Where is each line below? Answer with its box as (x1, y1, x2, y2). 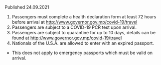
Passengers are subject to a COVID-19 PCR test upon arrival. (11, 24, 137, 30)
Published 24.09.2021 (4, 4, 49, 10)
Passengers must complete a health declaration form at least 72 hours (11, 14, 157, 19)
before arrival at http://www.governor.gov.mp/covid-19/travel (11, 19, 138, 25)
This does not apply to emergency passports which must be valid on (11, 50, 153, 56)
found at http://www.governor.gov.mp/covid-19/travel (11, 35, 122, 41)
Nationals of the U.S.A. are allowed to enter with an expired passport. (11, 40, 154, 46)
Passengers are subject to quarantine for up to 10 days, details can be (11, 30, 156, 35)
